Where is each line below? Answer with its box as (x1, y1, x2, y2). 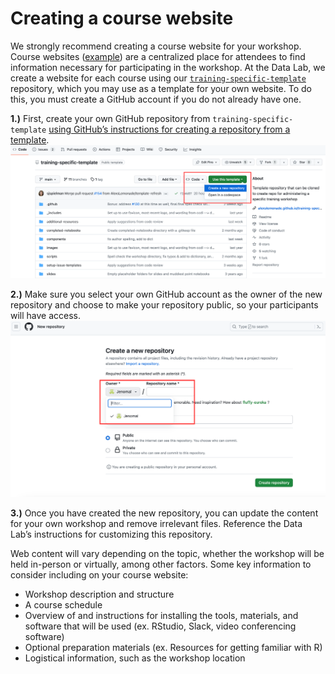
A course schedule (24, 599, 103, 611)
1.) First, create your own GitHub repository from (10, 112, 211, 124)
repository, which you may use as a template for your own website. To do (10, 82, 312, 94)
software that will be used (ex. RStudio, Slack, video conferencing (24, 620, 297, 632)
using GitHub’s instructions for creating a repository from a (48, 123, 291, 135)
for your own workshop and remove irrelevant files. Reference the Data (10, 518, 303, 530)
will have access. (10, 310, 82, 322)
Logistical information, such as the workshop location (24, 652, 246, 664)
